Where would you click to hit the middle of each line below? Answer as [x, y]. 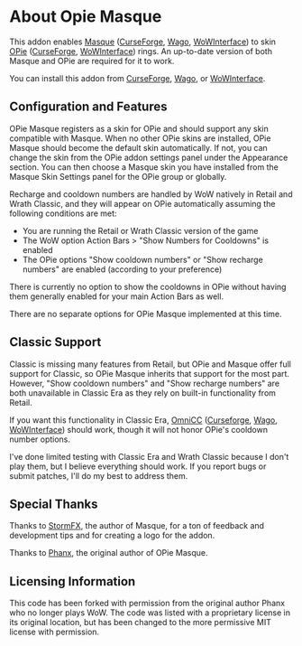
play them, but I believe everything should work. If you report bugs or [138, 466]
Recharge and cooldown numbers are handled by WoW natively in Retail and [151, 194]
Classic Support [55, 342]
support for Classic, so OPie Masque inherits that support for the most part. [150, 373]
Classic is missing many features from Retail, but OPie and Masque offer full [150, 364]
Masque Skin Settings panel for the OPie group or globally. [118, 176]
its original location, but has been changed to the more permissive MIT [141, 623]
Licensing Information [73, 581]
